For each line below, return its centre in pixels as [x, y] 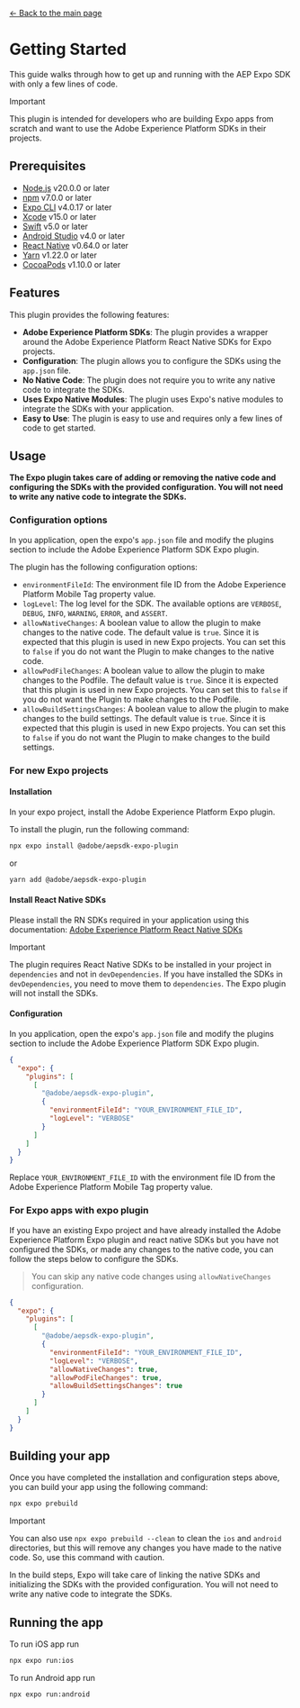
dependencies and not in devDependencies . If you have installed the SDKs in [146, 974]
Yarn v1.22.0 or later [59, 255]
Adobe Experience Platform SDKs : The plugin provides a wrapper [145, 332]
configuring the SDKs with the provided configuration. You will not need [146, 487]
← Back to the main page [56, 13]
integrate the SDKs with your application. [98, 408]
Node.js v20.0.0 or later [66, 187]
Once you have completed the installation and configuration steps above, [145, 1477]
